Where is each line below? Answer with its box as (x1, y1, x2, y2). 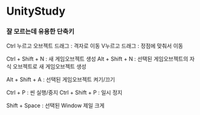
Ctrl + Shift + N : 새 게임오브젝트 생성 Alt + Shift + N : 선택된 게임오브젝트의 (6, 55, 188, 62)
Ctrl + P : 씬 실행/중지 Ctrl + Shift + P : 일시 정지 (6, 89, 123, 96)
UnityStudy (6, 4, 66, 18)
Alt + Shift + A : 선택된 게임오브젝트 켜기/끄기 (6, 76, 115, 83)
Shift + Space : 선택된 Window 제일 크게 (6, 102, 105, 109)
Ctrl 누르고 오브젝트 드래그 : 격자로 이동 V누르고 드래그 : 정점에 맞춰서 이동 (6, 42, 183, 50)
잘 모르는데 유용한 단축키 (6, 28, 75, 36)
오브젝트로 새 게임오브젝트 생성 (12, 63, 87, 70)
